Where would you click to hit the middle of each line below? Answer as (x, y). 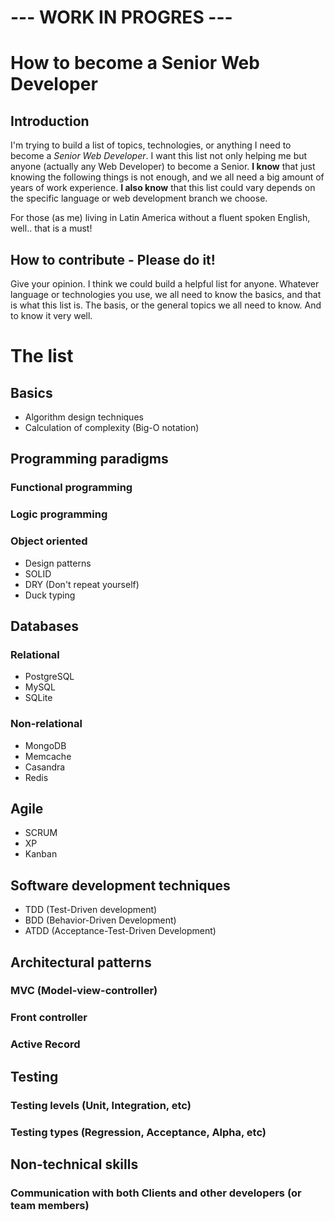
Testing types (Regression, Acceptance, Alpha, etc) (138, 1132)
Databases (45, 626)
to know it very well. (51, 315)
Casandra (45, 767)
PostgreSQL (49, 677)
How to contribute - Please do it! (113, 259)
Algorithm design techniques (84, 417)
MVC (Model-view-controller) (84, 991)
